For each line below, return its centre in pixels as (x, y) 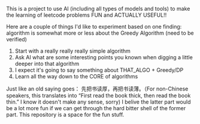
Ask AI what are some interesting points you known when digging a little (104, 57)
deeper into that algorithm (47, 63)
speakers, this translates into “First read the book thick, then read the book (99, 96)
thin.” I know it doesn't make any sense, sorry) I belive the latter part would (99, 102)
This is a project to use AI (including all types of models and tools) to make (98, 9)
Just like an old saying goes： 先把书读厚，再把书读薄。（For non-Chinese (97, 89)
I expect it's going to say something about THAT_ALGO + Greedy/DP (99, 70)
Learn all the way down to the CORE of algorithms (76, 76)
